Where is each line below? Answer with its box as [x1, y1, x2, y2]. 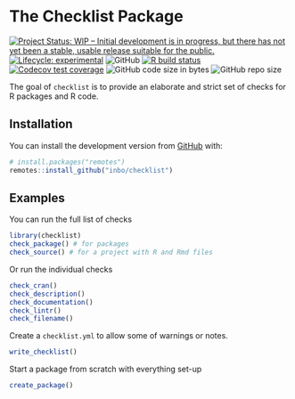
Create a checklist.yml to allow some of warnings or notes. [9, 330, 229, 341]
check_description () [9, 289, 86, 298]
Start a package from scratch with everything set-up [9, 363, 202, 375]
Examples [9, 190, 65, 206]
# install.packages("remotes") [9, 158, 126, 167]
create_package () [9, 381, 74, 390]
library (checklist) [9, 232, 82, 240]
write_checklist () [9, 347, 78, 357]
